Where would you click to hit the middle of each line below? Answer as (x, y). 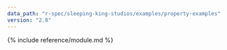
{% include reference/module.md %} (61, 40)
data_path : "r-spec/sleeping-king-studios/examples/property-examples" (114, 14)
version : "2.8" (29, 20)
